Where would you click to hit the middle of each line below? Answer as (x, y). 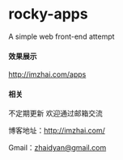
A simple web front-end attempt (61, 36)
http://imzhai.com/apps (47, 74)
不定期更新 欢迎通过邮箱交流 (55, 113)
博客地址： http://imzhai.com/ (57, 131)
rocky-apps (48, 14)
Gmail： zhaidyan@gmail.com (57, 148)
